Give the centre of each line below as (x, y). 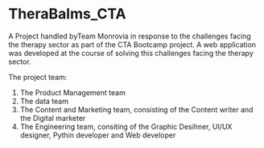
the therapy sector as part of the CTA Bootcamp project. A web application (132, 44)
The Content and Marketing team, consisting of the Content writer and (136, 110)
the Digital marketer (53, 118)
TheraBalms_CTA (67, 14)
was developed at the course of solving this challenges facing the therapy (131, 53)
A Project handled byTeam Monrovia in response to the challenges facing (130, 36)
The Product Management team (73, 92)
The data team (44, 101)
